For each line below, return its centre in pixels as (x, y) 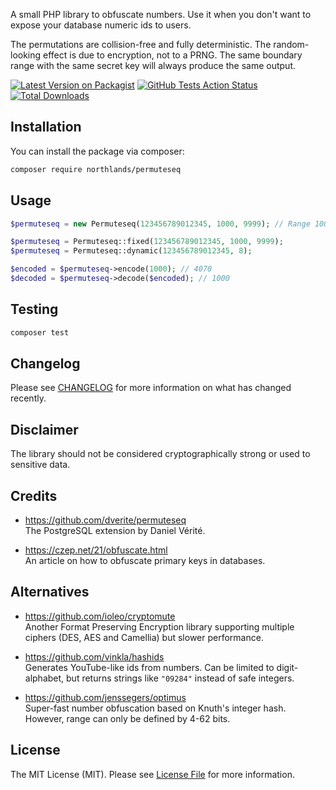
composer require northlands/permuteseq (96, 169)
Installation (46, 127)
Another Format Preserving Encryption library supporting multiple (159, 626)
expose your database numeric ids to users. (101, 25)
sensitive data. (40, 465)
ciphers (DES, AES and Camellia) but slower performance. (144, 637)
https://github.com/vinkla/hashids (94, 656)
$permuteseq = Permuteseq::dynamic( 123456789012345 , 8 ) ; (131, 251)
